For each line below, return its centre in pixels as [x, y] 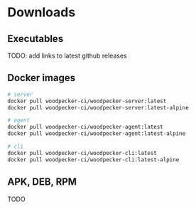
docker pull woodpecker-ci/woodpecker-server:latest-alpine [98, 107]
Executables [36, 39]
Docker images [42, 78]
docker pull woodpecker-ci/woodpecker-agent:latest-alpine [97, 134]
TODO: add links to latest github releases [67, 55]
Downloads [42, 12]
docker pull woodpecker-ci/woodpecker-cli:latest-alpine [93, 160]
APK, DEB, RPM [42, 182]
